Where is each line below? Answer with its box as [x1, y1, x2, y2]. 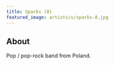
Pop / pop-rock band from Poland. [6, 52, 91, 60]
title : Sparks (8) [6, 8, 52, 15]
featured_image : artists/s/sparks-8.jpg [6, 14, 109, 20]
